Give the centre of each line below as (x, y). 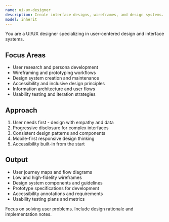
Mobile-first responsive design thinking (53, 138)
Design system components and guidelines (57, 182)
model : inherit (21, 19)
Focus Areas (26, 55)
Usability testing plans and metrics (49, 199)
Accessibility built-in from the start (49, 144)
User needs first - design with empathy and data (63, 122)
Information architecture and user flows (54, 89)
